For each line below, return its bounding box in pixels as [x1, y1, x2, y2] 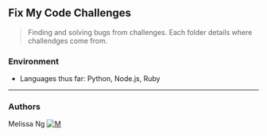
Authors [8, 101, 41, 112]
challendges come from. [27, 36, 108, 45]
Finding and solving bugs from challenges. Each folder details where [27, 27, 253, 37]
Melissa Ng [8, 119, 45, 129]
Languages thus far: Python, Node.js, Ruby [19, 74, 161, 84]
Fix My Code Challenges [8, 6, 132, 20]
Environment [8, 56, 60, 67]
